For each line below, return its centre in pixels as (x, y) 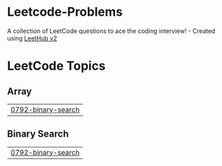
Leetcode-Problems (65, 12)
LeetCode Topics (57, 66)
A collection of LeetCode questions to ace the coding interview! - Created (111, 31)
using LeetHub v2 (32, 38)
